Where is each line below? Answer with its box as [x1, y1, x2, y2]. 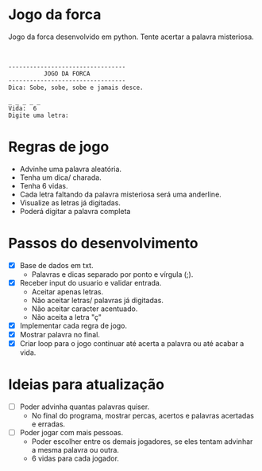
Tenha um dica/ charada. [19, 173, 102, 182]
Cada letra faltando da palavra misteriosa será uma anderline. [19, 189, 222, 199]
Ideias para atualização [8, 376, 165, 394]
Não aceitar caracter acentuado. [31, 304, 138, 313]
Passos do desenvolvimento [8, 235, 198, 252]
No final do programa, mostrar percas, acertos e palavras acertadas [31, 411, 254, 421]
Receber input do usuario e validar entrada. [19, 278, 162, 287]
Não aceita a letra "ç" [31, 312, 102, 321]
